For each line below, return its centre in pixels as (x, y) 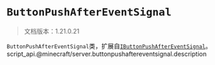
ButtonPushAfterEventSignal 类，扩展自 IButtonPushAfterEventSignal (106, 46)
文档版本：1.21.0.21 (52, 31)
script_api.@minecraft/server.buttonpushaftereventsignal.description (106, 54)
